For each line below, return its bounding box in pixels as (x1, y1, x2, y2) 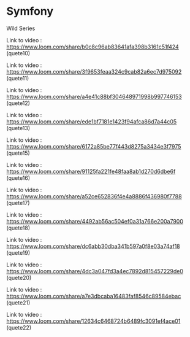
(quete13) (6, 124, 31, 131)
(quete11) (6, 74, 29, 82)
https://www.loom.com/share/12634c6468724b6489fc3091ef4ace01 (6, 317, 181, 325)
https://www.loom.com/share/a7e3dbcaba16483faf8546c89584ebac (6, 292, 181, 300)
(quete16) (6, 174, 31, 182)
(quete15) (6, 149, 31, 157)
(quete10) (6, 49, 31, 56)
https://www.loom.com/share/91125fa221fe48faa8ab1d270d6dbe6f (6, 168, 176, 175)
